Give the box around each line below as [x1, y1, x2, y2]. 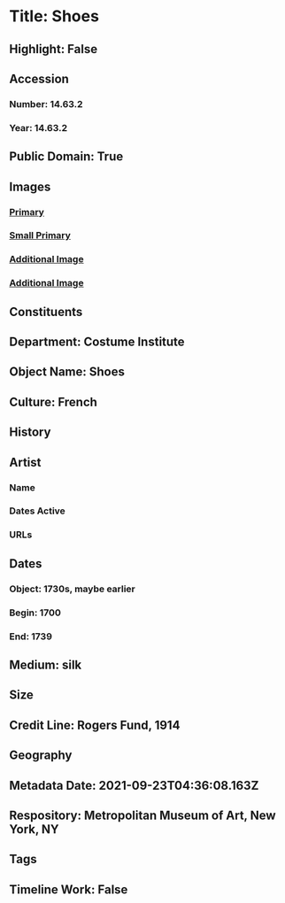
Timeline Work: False [9, 882, 128, 897]
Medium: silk [9, 657, 82, 672]
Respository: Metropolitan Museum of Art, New [9, 807, 276, 822]
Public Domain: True [9, 149, 124, 165]
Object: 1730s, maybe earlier [9, 583, 135, 595]
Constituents [9, 304, 83, 320]
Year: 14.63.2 [9, 121, 68, 134]
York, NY [9, 822, 59, 837]
